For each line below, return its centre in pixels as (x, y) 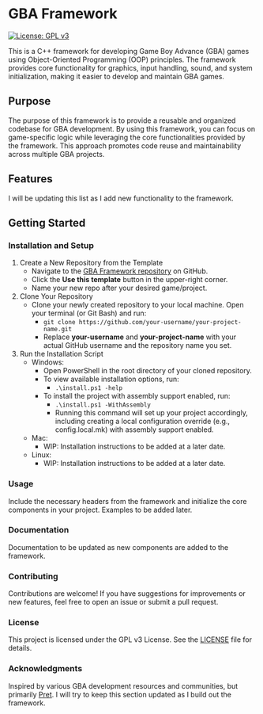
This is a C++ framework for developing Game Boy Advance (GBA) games (129, 51)
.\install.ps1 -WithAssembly (103, 405)
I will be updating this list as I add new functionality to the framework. (121, 198)
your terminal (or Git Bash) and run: (89, 313)
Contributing (33, 576)
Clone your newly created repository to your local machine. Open (138, 305)
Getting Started (47, 223)
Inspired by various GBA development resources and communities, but (123, 685)
